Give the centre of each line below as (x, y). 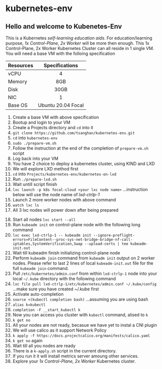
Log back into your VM (36, 159)
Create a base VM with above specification (56, 117)
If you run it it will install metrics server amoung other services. (76, 356)
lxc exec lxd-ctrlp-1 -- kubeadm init (52, 235)
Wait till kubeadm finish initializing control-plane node (66, 253)
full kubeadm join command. (41, 268)
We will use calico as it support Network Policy (59, 330)
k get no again (27, 341)
